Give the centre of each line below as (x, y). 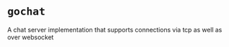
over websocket (31, 37)
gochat (26, 12)
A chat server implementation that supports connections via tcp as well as (115, 29)
